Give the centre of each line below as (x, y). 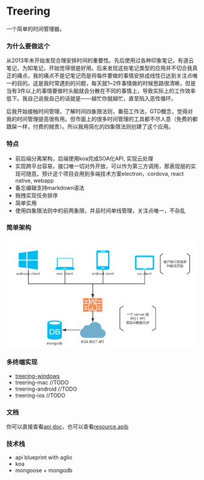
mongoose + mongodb (44, 470)
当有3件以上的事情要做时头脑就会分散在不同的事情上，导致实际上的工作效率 (101, 91)
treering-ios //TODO (40, 395)
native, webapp (34, 180)
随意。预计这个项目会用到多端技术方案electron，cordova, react (105, 173)
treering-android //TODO (46, 389)
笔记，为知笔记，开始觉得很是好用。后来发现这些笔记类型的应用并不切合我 (99, 68)
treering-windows (37, 376)
